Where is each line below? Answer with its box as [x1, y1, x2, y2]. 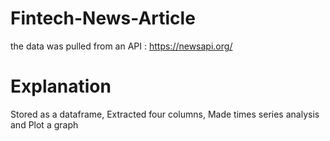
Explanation [10, 75, 112, 98]
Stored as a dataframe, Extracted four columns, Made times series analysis [10, 108, 320, 120]
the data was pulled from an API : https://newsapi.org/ [10, 40, 233, 52]
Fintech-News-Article [10, 7, 196, 30]
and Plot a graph [10, 118, 79, 131]
